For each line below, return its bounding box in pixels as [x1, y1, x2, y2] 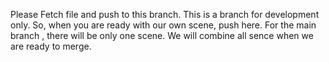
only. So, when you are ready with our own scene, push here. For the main [10, 19, 317, 31]
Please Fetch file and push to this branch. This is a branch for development [10, 9, 320, 20]
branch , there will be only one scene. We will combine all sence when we [10, 30, 314, 41]
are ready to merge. [10, 40, 92, 52]
